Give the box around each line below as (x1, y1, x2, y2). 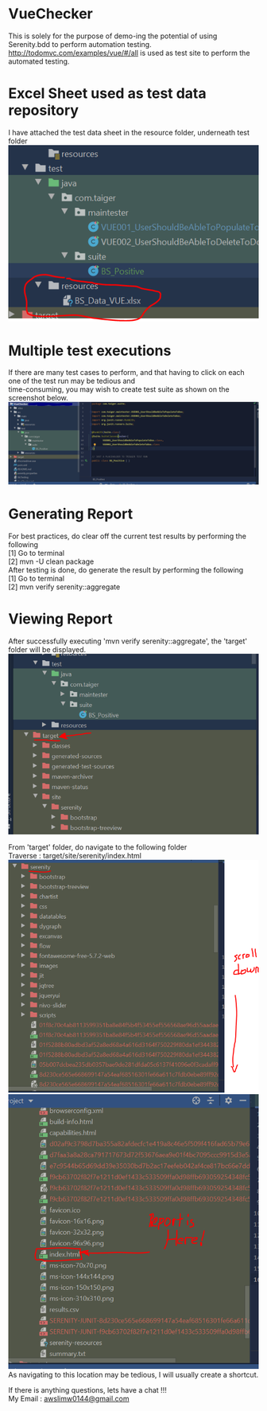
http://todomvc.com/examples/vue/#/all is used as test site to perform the (8, 48, 250, 57)
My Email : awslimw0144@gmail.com (8, 1394, 130, 1404)
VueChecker (8, 5, 94, 23)
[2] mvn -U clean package (8, 557, 95, 566)
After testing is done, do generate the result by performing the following (8, 565, 244, 574)
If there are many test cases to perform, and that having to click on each (8, 368, 245, 377)
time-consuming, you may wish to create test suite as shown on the (8, 385, 230, 394)
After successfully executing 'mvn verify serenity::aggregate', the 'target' (8, 636, 248, 646)
